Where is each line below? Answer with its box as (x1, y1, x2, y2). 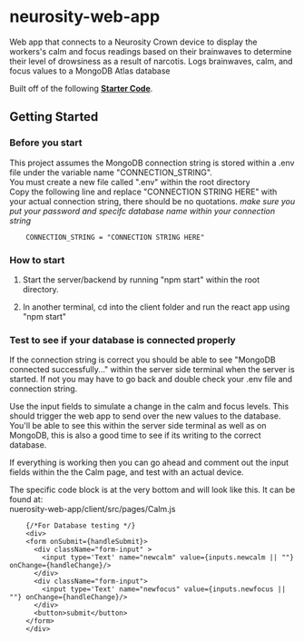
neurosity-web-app (9, 6, 161, 27)
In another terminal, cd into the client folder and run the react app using (22, 301, 290, 312)
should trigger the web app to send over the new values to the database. (9, 410, 281, 421)
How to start (9, 253, 65, 266)
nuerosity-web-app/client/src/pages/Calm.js (9, 504, 176, 515)
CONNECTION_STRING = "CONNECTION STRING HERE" (25, 232, 205, 242)
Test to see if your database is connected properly (9, 333, 236, 346)
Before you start (9, 136, 83, 149)
